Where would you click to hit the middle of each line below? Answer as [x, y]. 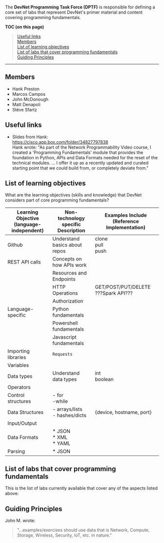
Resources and [70, 273]
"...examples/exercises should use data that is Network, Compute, [83, 530]
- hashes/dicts [70, 415]
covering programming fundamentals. [43, 17]
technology [72, 218]
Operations [65, 293]
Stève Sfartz [25, 109]
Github [15, 245]
